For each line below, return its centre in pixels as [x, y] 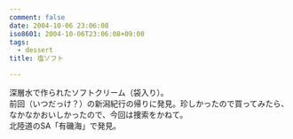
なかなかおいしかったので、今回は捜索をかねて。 [99, 115]
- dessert [35, 50]
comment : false [37, 17]
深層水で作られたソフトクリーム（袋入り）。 [89, 93]
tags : [19, 42]
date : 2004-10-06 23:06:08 [59, 26]
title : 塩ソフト [36, 58]
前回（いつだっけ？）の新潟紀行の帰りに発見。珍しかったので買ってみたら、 [149, 104]
